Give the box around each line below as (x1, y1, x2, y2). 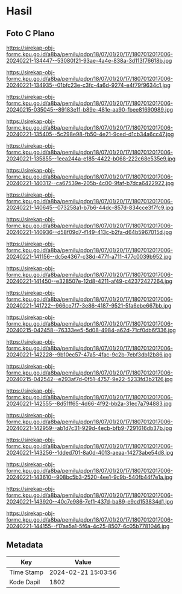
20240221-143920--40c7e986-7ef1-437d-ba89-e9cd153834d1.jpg (6, 498, 174, 505)
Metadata (6, 540, 43, 550)
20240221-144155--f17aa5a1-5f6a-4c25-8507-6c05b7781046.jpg (6, 523, 170, 529)
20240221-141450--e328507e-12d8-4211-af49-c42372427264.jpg (6, 277, 173, 285)
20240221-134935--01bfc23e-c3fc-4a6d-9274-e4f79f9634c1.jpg (6, 81, 171, 89)
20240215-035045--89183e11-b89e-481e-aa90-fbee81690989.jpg (6, 106, 174, 113)
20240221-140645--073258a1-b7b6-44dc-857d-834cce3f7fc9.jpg (6, 204, 174, 211)
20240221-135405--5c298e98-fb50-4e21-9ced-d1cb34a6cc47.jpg (6, 131, 174, 137)
